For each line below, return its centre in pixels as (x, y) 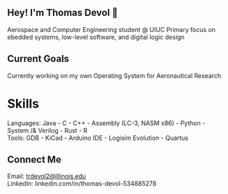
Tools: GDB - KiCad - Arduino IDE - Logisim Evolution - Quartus (98, 138)
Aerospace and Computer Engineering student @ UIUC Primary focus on (111, 29)
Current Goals (38, 59)
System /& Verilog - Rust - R (48, 130)
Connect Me (34, 160)
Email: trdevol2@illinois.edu (47, 176)
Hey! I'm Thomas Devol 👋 (63, 13)
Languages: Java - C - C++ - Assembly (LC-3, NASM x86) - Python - (106, 123)
